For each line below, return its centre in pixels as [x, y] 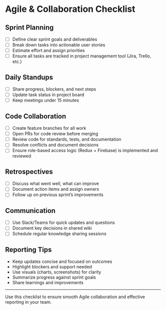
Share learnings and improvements [48, 283]
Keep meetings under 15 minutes [45, 101]
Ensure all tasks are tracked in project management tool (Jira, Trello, [82, 56]
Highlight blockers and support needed [52, 267]
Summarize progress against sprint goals [54, 277]
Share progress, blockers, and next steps [54, 89]
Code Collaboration [36, 116]
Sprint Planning [29, 27]
